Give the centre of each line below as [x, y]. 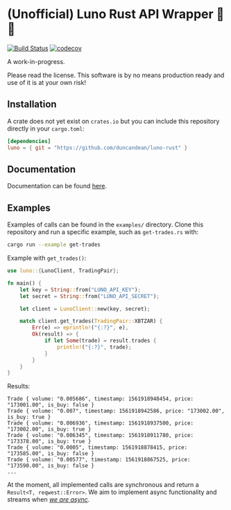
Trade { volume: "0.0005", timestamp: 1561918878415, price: [97, 447]
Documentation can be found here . [57, 186]
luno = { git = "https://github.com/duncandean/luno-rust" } [97, 148]
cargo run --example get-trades [54, 245]
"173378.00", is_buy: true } [49, 442]
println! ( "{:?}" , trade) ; [94, 347]
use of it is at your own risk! [47, 82]
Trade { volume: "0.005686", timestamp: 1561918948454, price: [101, 399]
